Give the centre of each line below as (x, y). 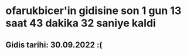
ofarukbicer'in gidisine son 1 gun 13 (93, 11)
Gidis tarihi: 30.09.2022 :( (54, 45)
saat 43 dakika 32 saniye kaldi (81, 23)
